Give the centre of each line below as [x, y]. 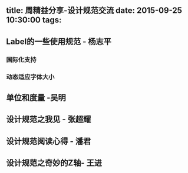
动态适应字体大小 [30, 77]
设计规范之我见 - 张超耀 [49, 119]
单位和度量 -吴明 [36, 98]
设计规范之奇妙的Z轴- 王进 [54, 163]
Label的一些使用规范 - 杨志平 [59, 41]
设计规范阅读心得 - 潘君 [49, 141]
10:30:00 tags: [34, 20]
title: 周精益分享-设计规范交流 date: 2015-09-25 [94, 11]
